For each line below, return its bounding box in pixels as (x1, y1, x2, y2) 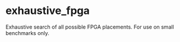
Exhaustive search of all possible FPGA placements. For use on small (5, 23, 175, 30)
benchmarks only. (5, 29, 50, 36)
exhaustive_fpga (5, 4, 90, 17)
